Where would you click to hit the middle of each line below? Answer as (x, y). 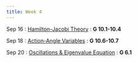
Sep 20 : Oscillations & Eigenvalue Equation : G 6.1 (69, 52)
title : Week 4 (24, 12)
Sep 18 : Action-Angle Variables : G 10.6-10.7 (63, 40)
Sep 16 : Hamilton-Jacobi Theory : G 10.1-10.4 (64, 29)
